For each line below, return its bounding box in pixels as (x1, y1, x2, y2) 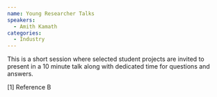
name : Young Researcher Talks (7, 10, 95, 17)
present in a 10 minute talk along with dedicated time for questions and (7, 62, 210, 71)
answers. (7, 70, 33, 78)
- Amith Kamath (13, 23, 58, 30)
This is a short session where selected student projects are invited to (7, 55, 204, 63)
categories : (7, 29, 42, 37)
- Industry (13, 36, 45, 43)
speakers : (7, 17, 36, 24)
